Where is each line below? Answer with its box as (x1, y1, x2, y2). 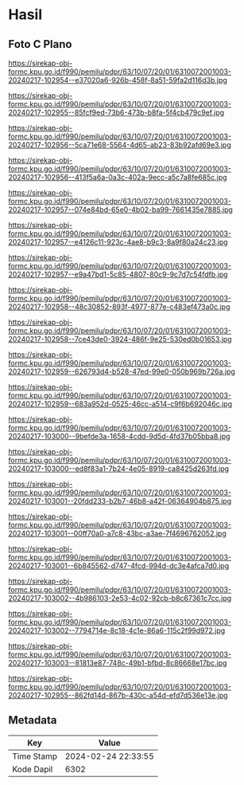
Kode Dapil (12, 763, 53, 775)
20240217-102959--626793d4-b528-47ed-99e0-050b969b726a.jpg (8, 367, 236, 376)
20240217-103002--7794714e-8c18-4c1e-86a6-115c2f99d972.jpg (8, 626, 226, 635)
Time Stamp (12, 751, 58, 762)
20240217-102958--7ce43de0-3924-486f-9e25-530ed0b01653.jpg (8, 335, 232, 343)
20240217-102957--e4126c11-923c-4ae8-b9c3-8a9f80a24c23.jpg (8, 237, 228, 246)
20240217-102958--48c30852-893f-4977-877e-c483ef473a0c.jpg (8, 302, 230, 312)
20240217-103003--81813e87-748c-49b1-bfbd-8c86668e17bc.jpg (8, 658, 227, 667)
